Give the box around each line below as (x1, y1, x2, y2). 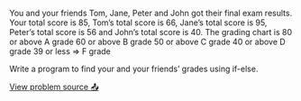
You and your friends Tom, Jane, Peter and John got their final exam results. (9, 8, 293, 18)
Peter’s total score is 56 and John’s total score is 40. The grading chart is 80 (9, 27, 293, 37)
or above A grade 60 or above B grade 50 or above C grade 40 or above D (9, 36, 286, 47)
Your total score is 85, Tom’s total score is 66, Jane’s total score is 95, (9, 17, 268, 28)
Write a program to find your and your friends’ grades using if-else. (9, 63, 259, 74)
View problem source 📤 (9, 81, 99, 92)
